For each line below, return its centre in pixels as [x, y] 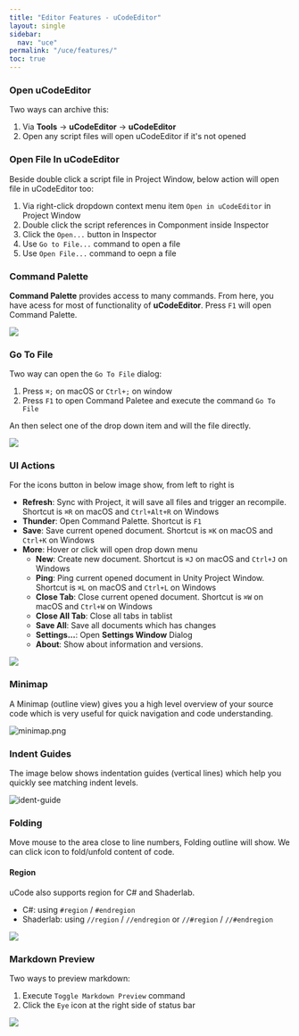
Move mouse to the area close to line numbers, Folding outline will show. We [149, 842]
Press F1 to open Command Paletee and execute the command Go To [149, 401]
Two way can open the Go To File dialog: [86, 374]
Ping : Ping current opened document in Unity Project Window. [150, 578]
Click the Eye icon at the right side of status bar [109, 1005]
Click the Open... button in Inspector [89, 234]
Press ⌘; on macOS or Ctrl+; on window [97, 391]
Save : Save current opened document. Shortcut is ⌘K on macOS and [148, 531]
